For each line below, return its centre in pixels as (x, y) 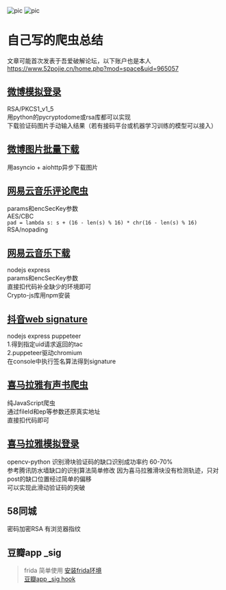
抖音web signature (47, 319)
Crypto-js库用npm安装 (39, 295)
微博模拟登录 (34, 92)
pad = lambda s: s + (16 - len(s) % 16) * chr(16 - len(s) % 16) (102, 223)
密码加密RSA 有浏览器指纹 (44, 529)
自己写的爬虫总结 (55, 41)
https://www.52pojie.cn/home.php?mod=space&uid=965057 (93, 68)
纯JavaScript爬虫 (32, 402)
